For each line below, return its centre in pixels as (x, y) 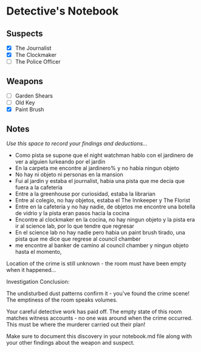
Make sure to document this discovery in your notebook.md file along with (99, 336)
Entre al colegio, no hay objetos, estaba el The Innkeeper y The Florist (103, 200)
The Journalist (33, 48)
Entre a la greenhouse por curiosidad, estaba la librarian (85, 194)
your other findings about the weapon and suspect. (70, 343)
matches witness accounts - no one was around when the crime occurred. (100, 318)
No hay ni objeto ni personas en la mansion (69, 174)
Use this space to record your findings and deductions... (77, 143)
